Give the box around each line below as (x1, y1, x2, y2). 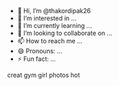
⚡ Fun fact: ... (17, 55, 56, 63)
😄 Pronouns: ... (17, 47, 63, 55)
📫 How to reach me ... (17, 37, 83, 45)
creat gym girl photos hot (7, 71, 80, 79)
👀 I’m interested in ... (17, 14, 77, 22)
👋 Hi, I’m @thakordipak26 (17, 7, 91, 15)
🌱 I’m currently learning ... (17, 22, 92, 29)
